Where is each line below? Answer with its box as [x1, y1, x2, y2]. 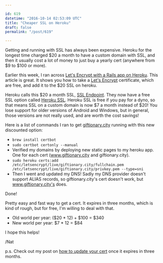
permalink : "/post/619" [5, 30, 54, 35]
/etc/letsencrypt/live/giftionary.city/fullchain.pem [12, 163, 124, 168]
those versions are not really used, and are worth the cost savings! [5, 113, 139, 118]
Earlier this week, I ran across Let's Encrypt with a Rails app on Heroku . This [5, 72, 158, 78]
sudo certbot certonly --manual [12, 143, 78, 148]
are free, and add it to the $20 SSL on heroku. [5, 82, 98, 88]
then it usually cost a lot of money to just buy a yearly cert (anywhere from [5, 57, 155, 63]
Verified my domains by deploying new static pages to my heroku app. [12, 147, 154, 153]
